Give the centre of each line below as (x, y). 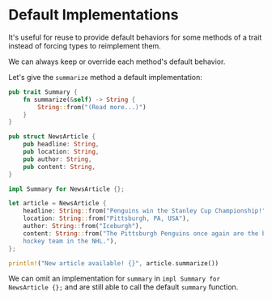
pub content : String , (59, 167)
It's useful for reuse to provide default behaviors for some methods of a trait (135, 37)
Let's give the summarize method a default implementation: (105, 77)
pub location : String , (61, 152)
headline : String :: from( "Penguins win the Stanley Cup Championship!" (144, 211)
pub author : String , (57, 159)
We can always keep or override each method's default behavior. (117, 61)
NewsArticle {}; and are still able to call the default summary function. (123, 287)
